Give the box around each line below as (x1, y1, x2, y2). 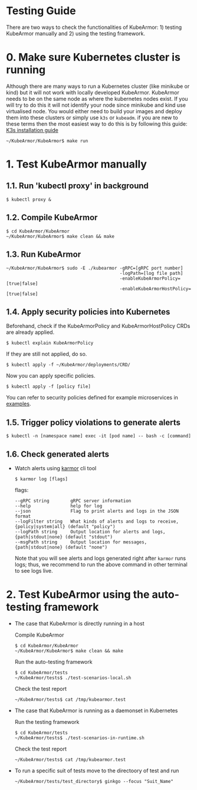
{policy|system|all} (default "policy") (14, 523, 116, 529)
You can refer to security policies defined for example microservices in (6, 394, 179, 401)
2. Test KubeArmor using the (6, 588, 150, 601)
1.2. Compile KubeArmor (6, 212, 98, 222)
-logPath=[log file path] (119, 270, 183, 276)
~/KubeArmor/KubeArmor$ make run (6, 137, 88, 144)
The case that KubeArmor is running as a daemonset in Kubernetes (14, 707, 178, 714)
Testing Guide (6, 4, 76, 18)
